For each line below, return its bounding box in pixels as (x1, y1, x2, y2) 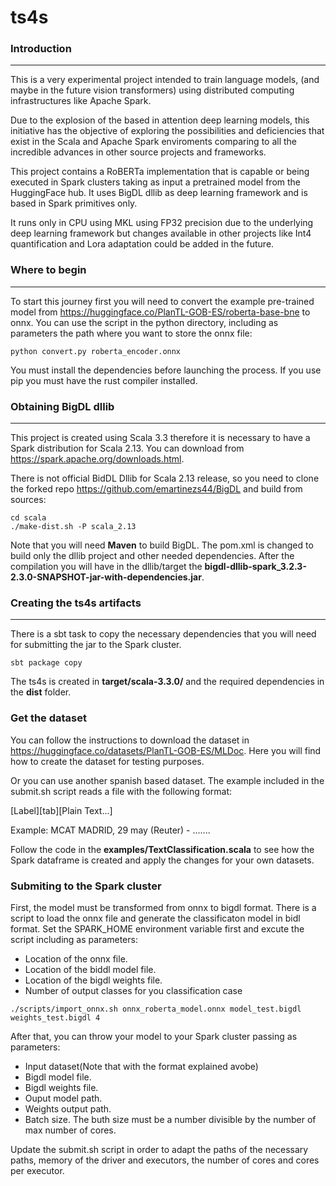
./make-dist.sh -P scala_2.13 (10, 522, 137, 532)
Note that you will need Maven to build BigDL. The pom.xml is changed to (10, 539, 314, 551)
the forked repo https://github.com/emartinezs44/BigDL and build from (10, 483, 303, 495)
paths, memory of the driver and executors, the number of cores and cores (10, 1154, 320, 1166)
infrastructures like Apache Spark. (10, 95, 152, 107)
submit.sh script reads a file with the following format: (10, 785, 233, 797)
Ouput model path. (24, 1092, 103, 1104)
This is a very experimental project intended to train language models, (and (10, 74, 320, 86)
